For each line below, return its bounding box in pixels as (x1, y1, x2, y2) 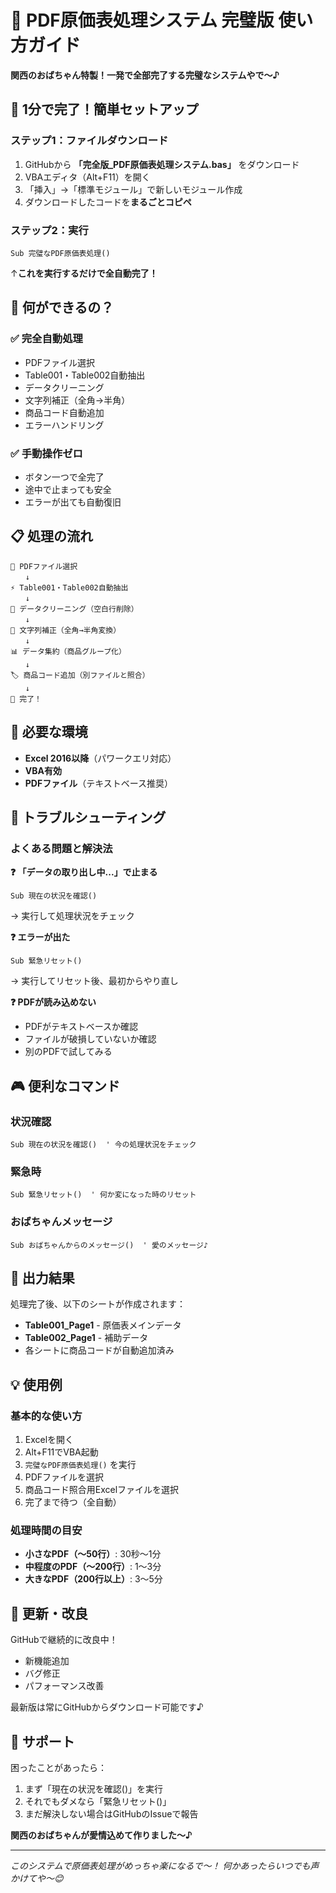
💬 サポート (10, 1733, 75, 1750)
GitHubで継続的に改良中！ (10, 1634, 118, 1646)
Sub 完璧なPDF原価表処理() (10, 248, 111, 258)
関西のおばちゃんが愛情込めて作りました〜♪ (10, 1829, 193, 1841)
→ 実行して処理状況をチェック (10, 910, 135, 922)
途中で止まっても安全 (24, 483, 112, 495)
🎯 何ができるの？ (10, 299, 115, 316)
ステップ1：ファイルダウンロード (10, 134, 169, 148)
